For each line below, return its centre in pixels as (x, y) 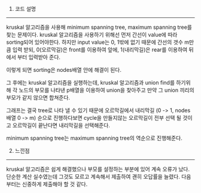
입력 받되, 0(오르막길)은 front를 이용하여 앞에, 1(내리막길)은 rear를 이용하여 (100, 49)
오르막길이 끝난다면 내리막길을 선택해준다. (61, 125)
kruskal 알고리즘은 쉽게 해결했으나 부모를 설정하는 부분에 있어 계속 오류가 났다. (98, 169)
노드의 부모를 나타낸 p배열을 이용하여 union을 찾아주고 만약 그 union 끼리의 (106, 90)
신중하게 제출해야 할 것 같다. (55, 184)
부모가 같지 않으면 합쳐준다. (38, 97)
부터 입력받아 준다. (39, 57)
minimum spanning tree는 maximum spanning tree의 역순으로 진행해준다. (94, 138)
